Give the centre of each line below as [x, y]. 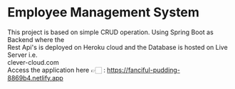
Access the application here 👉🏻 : [56, 70]
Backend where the [36, 39]
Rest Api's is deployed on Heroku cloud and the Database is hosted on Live [117, 47]
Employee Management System [103, 12]
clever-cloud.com [33, 62]
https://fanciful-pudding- [143, 70]
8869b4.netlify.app [36, 78]
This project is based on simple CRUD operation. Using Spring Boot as [110, 32]
